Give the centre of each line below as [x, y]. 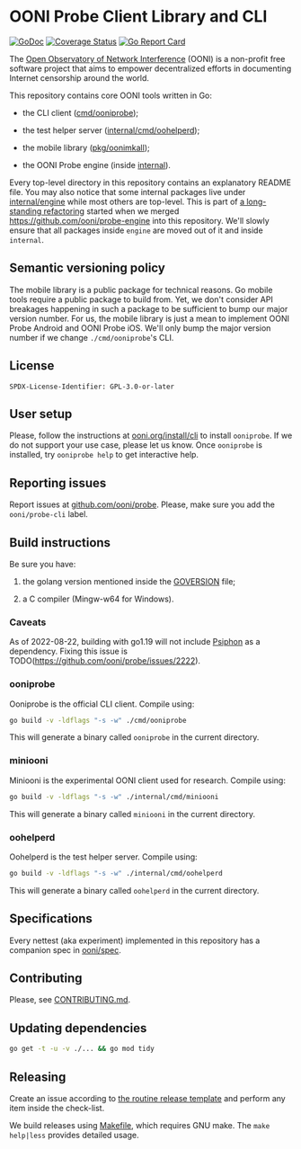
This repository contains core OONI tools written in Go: [111, 95]
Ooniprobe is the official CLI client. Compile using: [102, 704]
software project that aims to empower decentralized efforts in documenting [150, 68]
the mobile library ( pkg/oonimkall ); [86, 147]
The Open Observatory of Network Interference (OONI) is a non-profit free [147, 58]
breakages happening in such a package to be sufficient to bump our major [149, 308]
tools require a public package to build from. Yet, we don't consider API [142, 299]
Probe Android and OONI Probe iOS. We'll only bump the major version [140, 328]
